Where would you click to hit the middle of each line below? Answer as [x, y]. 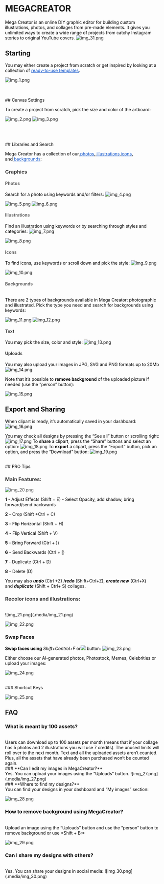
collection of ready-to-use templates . [43, 70]
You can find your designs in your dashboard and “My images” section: [77, 790]
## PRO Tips [18, 466]
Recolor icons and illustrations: [43, 599]
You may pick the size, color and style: [44, 342]
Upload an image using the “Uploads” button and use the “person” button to [82, 827]
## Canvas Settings [25, 100]
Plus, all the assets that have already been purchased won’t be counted [77, 758]
